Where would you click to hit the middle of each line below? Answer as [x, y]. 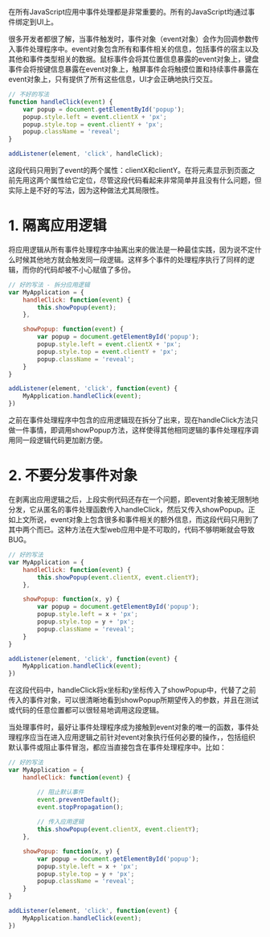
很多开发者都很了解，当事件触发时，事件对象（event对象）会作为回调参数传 [134, 39]
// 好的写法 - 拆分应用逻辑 [49, 285]
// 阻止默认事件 [61, 792]
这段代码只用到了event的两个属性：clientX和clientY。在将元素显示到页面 [128, 170]
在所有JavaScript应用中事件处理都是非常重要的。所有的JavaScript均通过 [128, 12]
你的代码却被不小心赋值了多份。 [82, 269]
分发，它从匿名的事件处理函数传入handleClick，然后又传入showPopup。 [129, 510]
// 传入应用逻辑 [61, 822]
